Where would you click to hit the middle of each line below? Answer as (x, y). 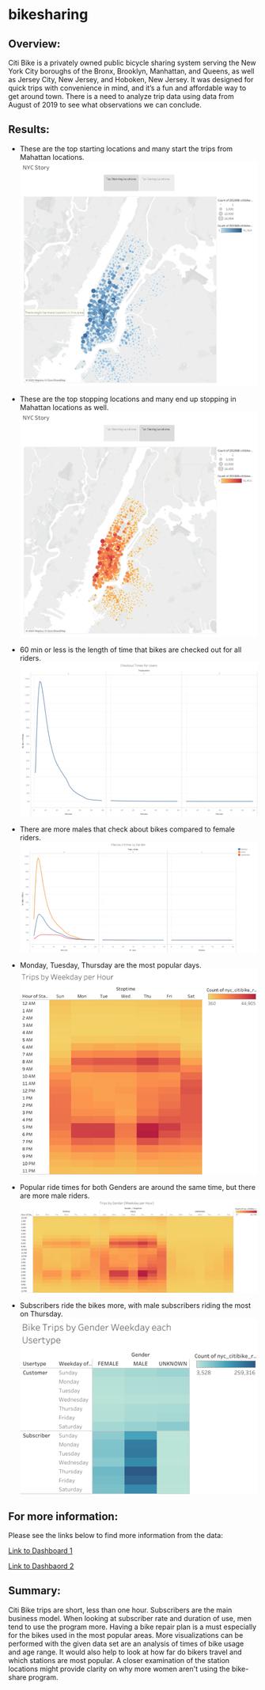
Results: (29, 129)
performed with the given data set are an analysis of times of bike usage (126, 1643)
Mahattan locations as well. (64, 407)
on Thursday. (41, 1313)
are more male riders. (55, 1196)
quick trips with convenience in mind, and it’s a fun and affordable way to (127, 88)
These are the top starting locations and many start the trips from (126, 149)
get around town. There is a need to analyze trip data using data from (121, 96)
